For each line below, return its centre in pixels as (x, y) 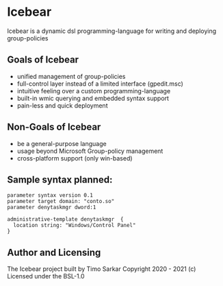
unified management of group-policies (71, 76)
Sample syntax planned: (60, 179)
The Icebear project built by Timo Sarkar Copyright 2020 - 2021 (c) (102, 269)
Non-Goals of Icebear (54, 127)
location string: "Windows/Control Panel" (75, 226)
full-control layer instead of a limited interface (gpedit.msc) (100, 84)
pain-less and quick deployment (62, 105)
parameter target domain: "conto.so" (61, 202)
